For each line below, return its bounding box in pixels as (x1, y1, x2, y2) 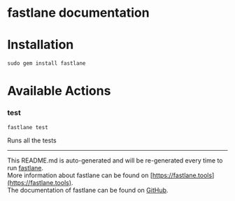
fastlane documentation (7, 5, 150, 21)
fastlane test (7, 124, 49, 131)
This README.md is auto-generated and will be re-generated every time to (7, 156, 223, 165)
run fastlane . (7, 163, 44, 172)
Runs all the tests (7, 136, 57, 144)
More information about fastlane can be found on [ (7, 171, 153, 179)
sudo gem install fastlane (7, 60, 86, 67)
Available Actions (7, 83, 111, 99)
